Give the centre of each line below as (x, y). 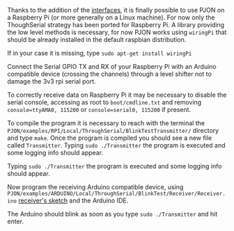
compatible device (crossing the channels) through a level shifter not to (110, 74)
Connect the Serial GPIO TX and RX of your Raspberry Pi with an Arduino (112, 66)
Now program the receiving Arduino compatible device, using (95, 187)
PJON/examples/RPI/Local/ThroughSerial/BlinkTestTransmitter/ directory (113, 130)
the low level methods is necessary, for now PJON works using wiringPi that (117, 32)
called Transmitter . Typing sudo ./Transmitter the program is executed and (116, 145)
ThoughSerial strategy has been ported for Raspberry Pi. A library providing (116, 25)
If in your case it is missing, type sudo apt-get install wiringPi (100, 53)
